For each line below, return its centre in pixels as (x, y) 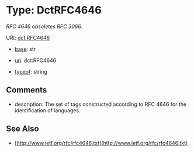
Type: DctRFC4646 (54, 10)
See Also (22, 129)
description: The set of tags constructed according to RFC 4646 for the (101, 104)
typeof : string (31, 71)
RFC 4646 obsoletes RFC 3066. (44, 26)
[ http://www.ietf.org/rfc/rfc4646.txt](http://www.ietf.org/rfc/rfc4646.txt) (101, 143)
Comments (27, 90)
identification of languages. (47, 110)
